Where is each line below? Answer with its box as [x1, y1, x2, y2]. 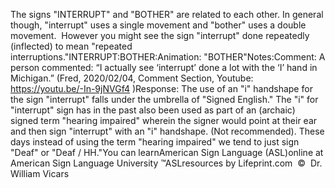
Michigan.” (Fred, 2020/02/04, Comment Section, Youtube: [10, 72, 254, 84]
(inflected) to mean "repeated [10, 40, 133, 52]
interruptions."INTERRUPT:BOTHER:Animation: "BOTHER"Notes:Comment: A [10, 51, 326, 63]
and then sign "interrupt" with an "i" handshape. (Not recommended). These [10, 125, 325, 137]
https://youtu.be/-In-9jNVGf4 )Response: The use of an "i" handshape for [10, 83, 313, 94]
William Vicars [10, 168, 70, 179]
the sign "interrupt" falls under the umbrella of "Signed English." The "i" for [10, 94, 319, 105]
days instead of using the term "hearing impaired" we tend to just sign [10, 136, 300, 148]
